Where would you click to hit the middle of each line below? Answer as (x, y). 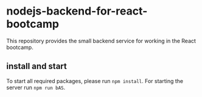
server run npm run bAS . (36, 87)
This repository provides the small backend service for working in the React (101, 41)
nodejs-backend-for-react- (77, 11)
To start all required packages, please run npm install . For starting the (95, 81)
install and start (37, 66)
